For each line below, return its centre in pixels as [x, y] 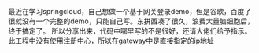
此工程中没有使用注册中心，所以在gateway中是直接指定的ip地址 [111, 41]
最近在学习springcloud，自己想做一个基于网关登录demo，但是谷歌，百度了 [130, 11]
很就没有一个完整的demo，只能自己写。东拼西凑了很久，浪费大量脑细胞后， [131, 21]
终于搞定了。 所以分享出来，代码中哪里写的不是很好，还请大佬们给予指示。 [130, 31]
